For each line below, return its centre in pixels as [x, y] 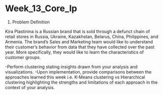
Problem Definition [31, 22]
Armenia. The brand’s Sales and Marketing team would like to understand [79, 41]
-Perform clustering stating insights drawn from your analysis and [71, 67]
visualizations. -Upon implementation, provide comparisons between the [78, 72]
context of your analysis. [30, 87]
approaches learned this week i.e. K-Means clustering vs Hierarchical [75, 77]
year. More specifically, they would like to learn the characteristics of [74, 52]
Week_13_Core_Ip [41, 9]
